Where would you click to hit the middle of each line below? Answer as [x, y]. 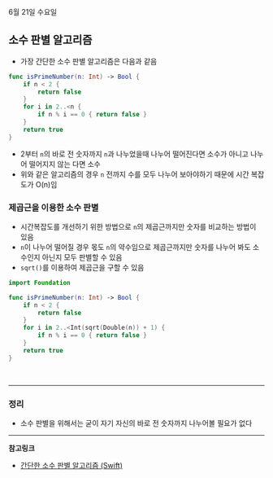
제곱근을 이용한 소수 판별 [54, 208]
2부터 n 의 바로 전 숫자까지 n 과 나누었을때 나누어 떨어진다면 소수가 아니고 [134, 154]
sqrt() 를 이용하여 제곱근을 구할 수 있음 [82, 267]
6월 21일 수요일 [33, 12]
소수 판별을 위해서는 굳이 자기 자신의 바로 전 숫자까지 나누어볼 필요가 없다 [136, 423]
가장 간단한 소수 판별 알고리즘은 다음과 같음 [89, 61]
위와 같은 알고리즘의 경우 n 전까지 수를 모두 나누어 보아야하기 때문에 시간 [134, 174]
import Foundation [39, 283]
